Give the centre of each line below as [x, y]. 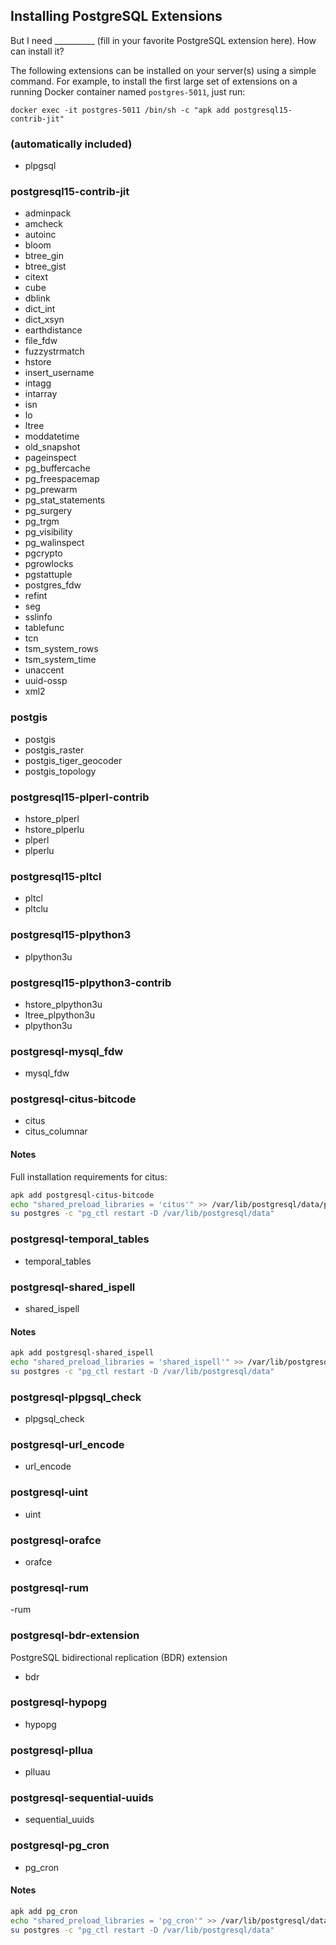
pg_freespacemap [62, 479]
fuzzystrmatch [54, 351]
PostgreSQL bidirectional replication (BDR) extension [119, 1657]
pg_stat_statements [65, 500]
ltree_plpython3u [59, 1015]
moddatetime [52, 436]
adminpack [48, 213]
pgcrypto [43, 553]
